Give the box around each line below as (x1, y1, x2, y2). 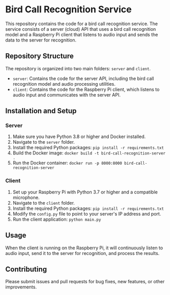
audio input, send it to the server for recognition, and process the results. (5, 250, 160, 256)
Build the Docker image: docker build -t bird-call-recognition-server (12, 150, 165, 156)
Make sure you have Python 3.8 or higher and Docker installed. (12, 133, 146, 140)
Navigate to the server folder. (12, 139, 75, 145)
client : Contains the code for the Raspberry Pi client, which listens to (12, 86, 160, 92)
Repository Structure (5, 52, 74, 61)
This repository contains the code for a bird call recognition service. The (5, 21, 158, 27)
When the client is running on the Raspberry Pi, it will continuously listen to (5, 245, 163, 251)
